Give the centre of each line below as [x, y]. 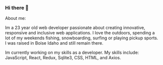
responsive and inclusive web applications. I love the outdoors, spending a [80, 33]
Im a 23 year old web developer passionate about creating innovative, [75, 28]
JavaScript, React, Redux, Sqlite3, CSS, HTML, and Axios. [63, 58]
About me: [15, 18]
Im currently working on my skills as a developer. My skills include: [72, 52]
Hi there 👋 [17, 8]
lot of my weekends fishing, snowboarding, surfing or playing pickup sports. [82, 38]
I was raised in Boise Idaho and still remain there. [54, 43]
